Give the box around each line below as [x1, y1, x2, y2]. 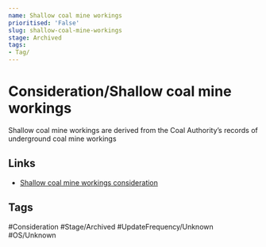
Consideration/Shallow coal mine [8, 82, 232, 101]
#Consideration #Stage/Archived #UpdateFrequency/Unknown [8, 222, 214, 231]
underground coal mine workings [8, 134, 117, 143]
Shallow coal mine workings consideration [19, 177, 159, 187]
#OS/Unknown [8, 230, 57, 240]
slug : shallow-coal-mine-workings [8, 26, 123, 34]
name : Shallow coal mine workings [8, 11, 123, 20]
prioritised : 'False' [8, 19, 80, 27]
